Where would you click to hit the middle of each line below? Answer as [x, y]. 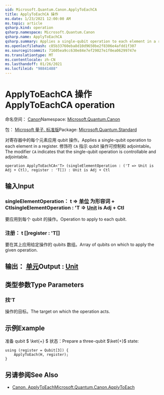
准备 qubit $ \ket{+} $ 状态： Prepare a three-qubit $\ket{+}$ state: [72, 341]
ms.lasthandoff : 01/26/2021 [34, 64]
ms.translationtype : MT [29, 55]
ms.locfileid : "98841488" [31, 69]
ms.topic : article [24, 23]
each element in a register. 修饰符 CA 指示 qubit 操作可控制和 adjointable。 [79, 146]
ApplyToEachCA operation [60, 105]
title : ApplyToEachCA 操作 [32, 14]
